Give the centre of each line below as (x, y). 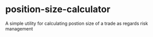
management (19, 28)
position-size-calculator (58, 9)
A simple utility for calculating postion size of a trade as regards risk (77, 23)
